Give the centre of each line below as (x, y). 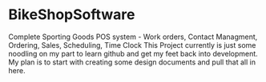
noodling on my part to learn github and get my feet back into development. (133, 53)
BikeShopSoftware (72, 15)
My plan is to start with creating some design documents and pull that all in (132, 62)
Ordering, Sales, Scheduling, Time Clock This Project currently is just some (132, 45)
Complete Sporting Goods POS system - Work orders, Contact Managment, (133, 37)
